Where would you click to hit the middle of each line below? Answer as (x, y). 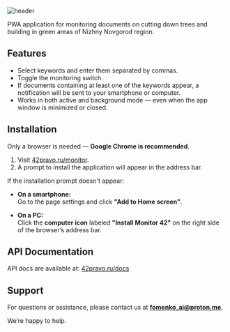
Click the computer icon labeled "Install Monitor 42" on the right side (118, 222)
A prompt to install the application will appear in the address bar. (110, 167)
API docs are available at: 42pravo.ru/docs (68, 269)
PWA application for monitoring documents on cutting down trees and (107, 24)
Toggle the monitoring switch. (60, 77)
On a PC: (30, 215)
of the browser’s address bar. (60, 229)
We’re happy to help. (37, 321)
